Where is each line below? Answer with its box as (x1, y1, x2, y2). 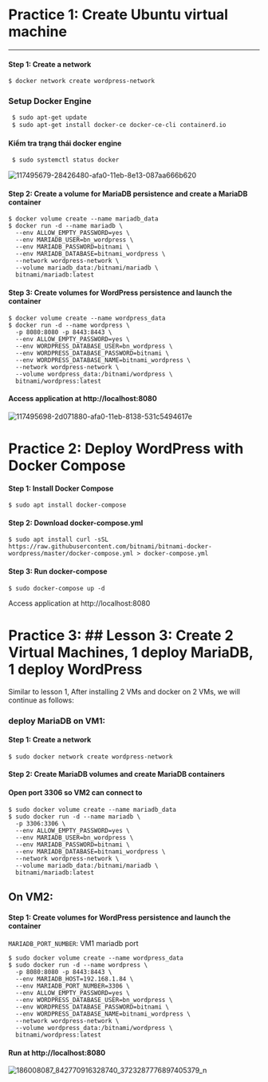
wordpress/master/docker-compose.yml (8, 550, 134, 558)
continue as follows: (8, 695, 74, 705)
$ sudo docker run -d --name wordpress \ (8, 961, 148, 969)
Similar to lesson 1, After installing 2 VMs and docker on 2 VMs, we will (8, 686, 241, 696)
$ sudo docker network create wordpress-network (8, 753, 173, 761)
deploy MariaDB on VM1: (8, 715, 106, 726)
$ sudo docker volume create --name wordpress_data (8, 954, 183, 962)
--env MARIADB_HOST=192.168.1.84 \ (15, 975, 134, 984)
